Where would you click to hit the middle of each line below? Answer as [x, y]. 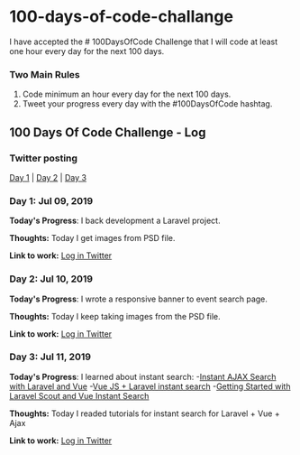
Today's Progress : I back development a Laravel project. [115, 221]
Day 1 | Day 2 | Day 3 [48, 177]
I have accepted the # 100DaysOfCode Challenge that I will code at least [144, 42]
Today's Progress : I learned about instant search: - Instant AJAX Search [143, 376]
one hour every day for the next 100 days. [87, 51]
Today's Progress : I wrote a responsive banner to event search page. [139, 299]
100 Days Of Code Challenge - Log [108, 132]
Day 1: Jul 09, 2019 [51, 200]
